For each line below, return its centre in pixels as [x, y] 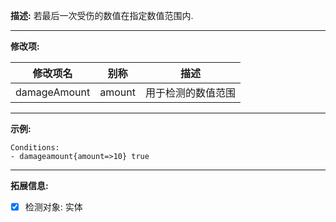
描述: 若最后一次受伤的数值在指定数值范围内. [102, 15]
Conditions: [35, 148]
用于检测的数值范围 [190, 92]
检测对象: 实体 [53, 207]
